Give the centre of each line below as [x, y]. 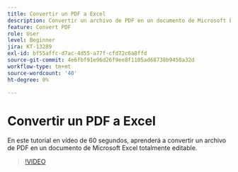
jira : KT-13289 [30, 47]
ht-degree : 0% [28, 80]
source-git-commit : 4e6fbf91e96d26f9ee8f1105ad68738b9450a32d [101, 60]
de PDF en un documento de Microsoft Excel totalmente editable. [102, 148]
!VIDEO [35, 162]
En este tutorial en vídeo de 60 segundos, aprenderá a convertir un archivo [117, 141]
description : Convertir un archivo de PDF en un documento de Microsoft [117, 21]
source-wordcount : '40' [42, 73]
